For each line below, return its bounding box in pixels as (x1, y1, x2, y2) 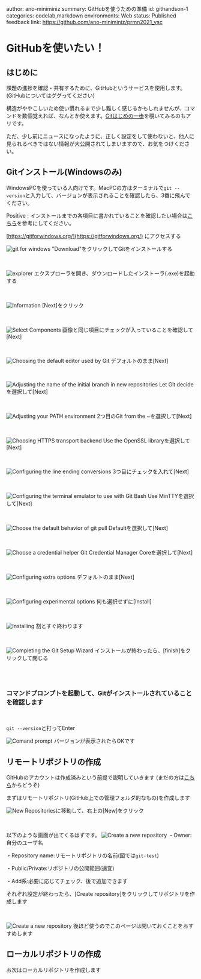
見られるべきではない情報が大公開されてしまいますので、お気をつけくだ (6, 140, 185, 147)
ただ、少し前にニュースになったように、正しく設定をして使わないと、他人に (6, 133, 195, 140)
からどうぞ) (11, 781, 40, 789)
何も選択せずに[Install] (96, 597, 152, 605)
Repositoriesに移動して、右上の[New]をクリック (25, 807, 144, 814)
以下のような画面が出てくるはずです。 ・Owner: (6, 831, 192, 839)
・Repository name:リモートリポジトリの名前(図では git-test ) (6, 852, 159, 859)
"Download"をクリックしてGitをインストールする (52, 245, 173, 252)
